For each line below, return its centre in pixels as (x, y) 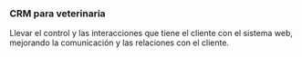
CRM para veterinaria (58, 14)
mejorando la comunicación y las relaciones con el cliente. (120, 43)
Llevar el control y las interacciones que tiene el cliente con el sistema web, (151, 33)
